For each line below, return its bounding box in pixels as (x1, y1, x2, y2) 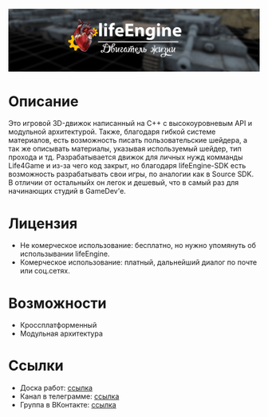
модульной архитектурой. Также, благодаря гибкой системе (8, 127, 216, 136)
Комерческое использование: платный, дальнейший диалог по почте (19, 258, 258, 267)
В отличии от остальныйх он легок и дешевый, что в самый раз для (8, 178, 239, 187)
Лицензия (8, 214, 78, 232)
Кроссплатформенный (19, 321, 97, 330)
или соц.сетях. (19, 266, 70, 276)
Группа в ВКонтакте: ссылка (19, 400, 117, 410)
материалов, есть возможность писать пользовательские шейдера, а (8, 136, 248, 145)
